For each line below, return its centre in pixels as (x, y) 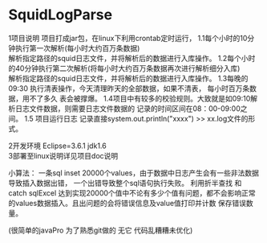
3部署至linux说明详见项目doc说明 (63, 155)
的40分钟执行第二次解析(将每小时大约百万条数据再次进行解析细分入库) (124, 68)
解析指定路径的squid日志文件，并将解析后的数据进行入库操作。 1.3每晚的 (128, 78)
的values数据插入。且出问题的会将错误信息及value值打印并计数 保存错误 (127, 203)
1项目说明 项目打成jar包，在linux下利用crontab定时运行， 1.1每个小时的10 (128, 38)
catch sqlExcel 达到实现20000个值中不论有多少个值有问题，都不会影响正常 (132, 193)
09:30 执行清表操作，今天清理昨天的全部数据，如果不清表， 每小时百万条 (129, 88)
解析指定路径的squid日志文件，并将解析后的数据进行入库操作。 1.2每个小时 (132, 58)
